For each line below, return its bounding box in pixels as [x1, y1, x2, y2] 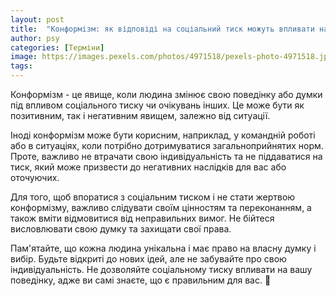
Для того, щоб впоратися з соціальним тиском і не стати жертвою [10, 191, 296, 203]
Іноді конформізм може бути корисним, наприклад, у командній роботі [10, 129, 316, 141]
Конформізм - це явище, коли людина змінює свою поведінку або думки [10, 89, 323, 100]
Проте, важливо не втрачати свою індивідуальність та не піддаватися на [10, 151, 323, 162]
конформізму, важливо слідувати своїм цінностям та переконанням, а [10, 202, 312, 213]
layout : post [10, 14, 65, 25]
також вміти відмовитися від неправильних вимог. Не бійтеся [10, 212, 275, 224]
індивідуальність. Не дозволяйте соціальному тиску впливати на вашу [10, 264, 313, 275]
